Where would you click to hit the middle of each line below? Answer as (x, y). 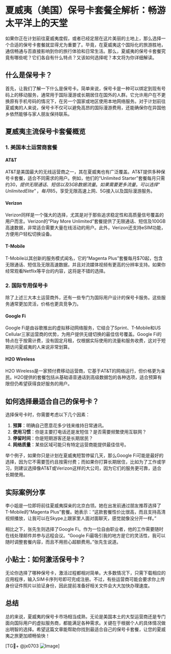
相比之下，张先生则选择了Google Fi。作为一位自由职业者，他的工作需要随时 (84, 529)
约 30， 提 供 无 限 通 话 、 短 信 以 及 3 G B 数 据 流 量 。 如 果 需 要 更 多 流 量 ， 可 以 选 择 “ (83, 185)
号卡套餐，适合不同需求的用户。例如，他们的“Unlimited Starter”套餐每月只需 (85, 178)
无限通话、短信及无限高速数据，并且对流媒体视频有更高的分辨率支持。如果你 (85, 264)
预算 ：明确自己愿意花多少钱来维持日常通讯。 (60, 426)
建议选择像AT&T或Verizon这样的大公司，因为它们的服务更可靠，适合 (90, 468)
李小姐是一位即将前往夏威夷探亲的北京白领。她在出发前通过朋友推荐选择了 (83, 505)
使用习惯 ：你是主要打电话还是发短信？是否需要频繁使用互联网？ (79, 432)
